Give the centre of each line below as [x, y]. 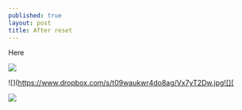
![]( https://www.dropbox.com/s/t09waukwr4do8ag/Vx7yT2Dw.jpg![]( [121, 83]
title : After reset [40, 30]
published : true [35, 15]
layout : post [30, 23]
